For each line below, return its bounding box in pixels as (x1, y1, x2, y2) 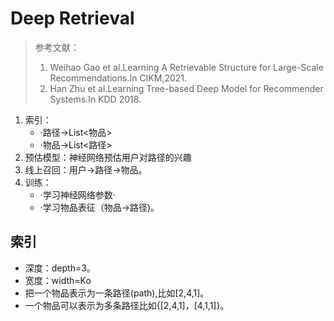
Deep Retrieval (10, 7, 135, 30)
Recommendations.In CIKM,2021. (49, 72, 188, 84)
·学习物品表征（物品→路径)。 (39, 201, 160, 213)
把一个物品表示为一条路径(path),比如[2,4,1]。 (24, 287, 210, 299)
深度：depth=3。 (24, 262, 96, 274)
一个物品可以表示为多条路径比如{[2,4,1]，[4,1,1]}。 (24, 299, 230, 311)
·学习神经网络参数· (39, 188, 116, 201)
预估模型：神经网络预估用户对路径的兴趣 (24, 151, 192, 163)
